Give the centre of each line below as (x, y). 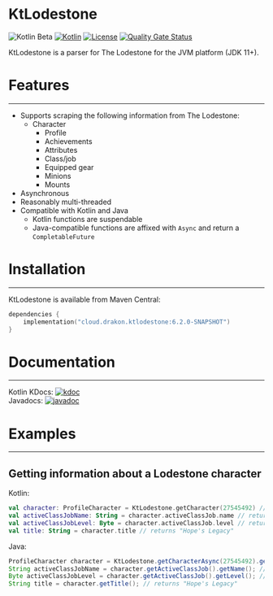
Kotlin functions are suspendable (87, 219)
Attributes (61, 150)
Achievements (68, 141)
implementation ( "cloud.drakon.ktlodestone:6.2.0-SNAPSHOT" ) (127, 322)
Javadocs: (26, 401)
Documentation (62, 362)
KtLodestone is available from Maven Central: (84, 299)
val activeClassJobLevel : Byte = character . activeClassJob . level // (127, 523)
